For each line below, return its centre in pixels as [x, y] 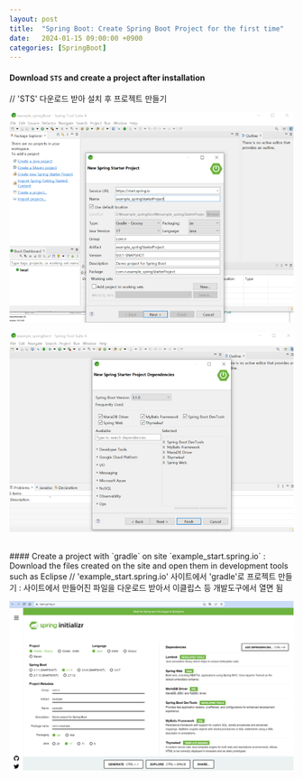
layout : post [34, 19]
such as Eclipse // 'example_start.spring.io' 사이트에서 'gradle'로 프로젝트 [143, 577]
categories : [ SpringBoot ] [58, 48]
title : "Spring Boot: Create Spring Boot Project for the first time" [147, 28]
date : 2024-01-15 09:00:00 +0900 [76, 38]
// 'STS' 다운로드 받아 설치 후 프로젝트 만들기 [88, 99]
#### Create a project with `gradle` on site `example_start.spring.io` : [138, 557]
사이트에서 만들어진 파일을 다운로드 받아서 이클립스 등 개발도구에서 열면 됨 [153, 588]
